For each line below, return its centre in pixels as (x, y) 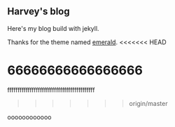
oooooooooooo (29, 117)
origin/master (148, 103)
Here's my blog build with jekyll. (53, 28)
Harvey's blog (38, 12)
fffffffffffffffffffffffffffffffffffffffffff (51, 90)
